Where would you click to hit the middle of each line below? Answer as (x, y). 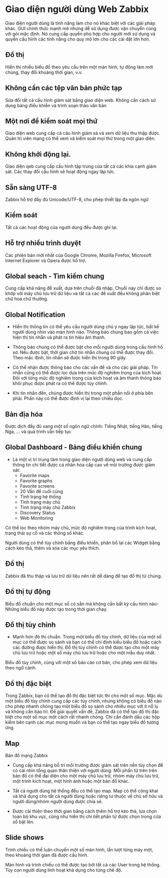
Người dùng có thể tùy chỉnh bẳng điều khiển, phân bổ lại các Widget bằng (83, 543)
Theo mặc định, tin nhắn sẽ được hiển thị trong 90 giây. (69, 358)
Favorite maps (35, 475)
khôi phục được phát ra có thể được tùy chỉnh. (60, 383)
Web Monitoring (37, 518)
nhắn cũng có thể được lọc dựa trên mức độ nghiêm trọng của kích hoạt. (87, 373)
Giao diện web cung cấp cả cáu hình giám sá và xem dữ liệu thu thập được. (83, 133)
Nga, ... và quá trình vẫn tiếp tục (38, 431)
